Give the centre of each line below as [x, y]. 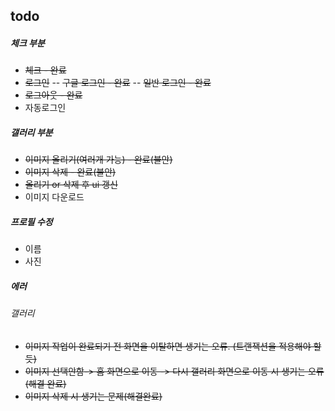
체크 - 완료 [45, 70]
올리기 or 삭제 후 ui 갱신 [71, 185]
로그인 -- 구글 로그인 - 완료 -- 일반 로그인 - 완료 [118, 83]
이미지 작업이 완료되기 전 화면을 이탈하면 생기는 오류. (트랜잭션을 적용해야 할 [173, 346]
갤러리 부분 [31, 132]
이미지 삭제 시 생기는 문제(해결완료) [93, 396]
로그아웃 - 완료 [53, 95]
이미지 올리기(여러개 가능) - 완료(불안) [98, 160]
